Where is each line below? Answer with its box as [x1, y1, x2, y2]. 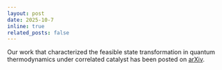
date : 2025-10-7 [7, 16, 54, 23]
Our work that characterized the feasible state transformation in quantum [7, 48, 216, 56]
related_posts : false [7, 29, 70, 36]
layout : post [7, 10, 45, 17]
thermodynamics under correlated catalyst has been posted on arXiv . [7, 56, 205, 64]
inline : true [7, 23, 45, 30]
